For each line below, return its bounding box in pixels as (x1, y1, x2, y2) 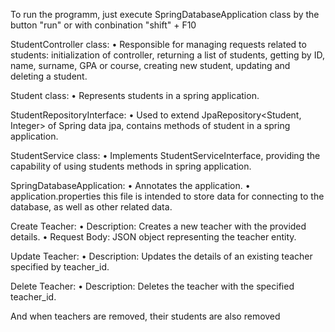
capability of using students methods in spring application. (10, 160, 252, 172)
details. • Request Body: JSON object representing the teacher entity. (10, 231, 297, 243)
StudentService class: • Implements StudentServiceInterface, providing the (10, 150, 321, 161)
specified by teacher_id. (10, 261, 110, 273)
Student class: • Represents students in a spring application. (10, 90, 260, 101)
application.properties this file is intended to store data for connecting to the (10, 190, 325, 202)
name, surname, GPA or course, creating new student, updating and (10, 60, 291, 71)
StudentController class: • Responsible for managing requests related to (10, 39, 307, 50)
